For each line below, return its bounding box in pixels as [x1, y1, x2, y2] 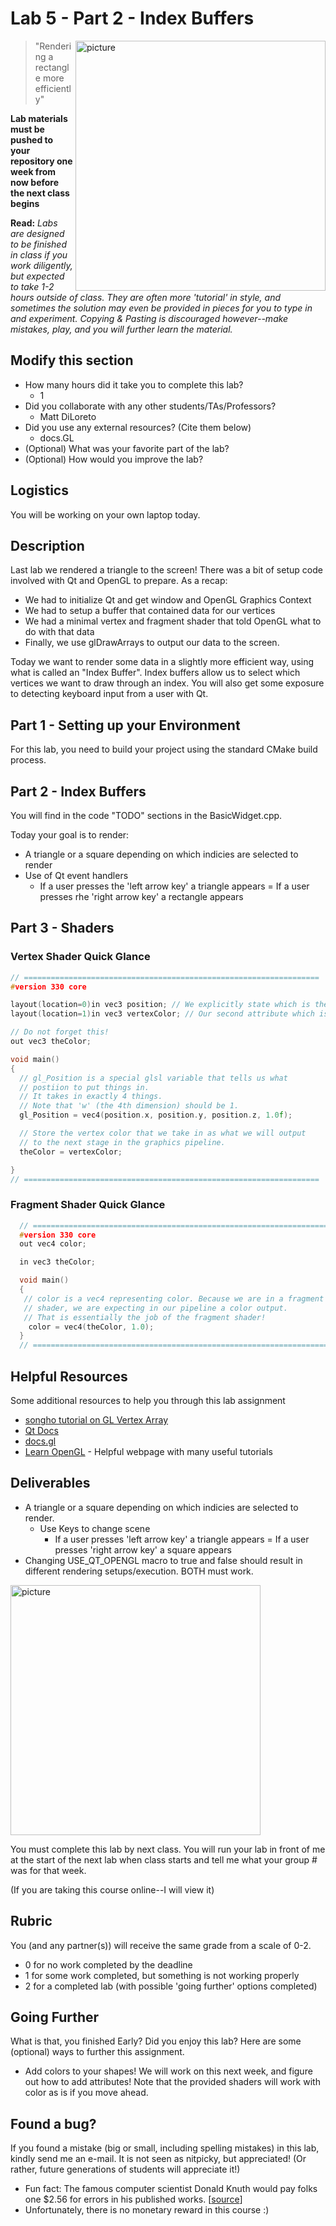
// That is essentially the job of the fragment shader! [23, 1312, 267, 1322]
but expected [10, 270, 65, 282]
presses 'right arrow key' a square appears [54, 1543, 232, 1556]
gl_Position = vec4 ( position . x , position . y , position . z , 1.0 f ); [19, 1110, 293, 1121]
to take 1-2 [10, 280, 55, 292]
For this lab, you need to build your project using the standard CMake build [10, 743, 318, 756]
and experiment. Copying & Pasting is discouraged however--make [10, 312, 289, 324]
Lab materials [10, 112, 68, 124]
